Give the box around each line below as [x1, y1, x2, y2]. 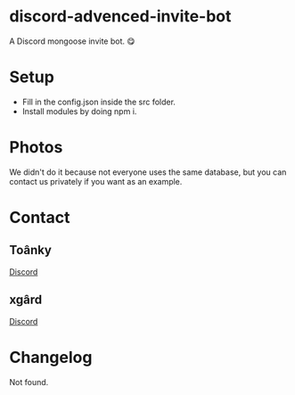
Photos [9, 137, 63, 158]
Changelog [9, 347, 93, 367]
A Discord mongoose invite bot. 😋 [9, 36, 135, 46]
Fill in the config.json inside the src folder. [21, 96, 176, 107]
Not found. [9, 376, 49, 387]
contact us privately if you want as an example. [9, 176, 183, 186]
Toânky [9, 243, 52, 258]
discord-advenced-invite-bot [9, 6, 232, 27]
